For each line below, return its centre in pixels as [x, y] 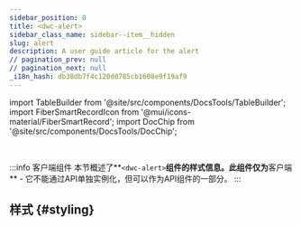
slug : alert [32, 43]
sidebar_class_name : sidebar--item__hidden [92, 34]
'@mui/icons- [166, 112]
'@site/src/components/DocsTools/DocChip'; [93, 131]
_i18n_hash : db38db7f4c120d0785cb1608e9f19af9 [98, 77]
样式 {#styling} [52, 210]
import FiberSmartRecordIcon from [74, 112]
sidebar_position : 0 [48, 18]
